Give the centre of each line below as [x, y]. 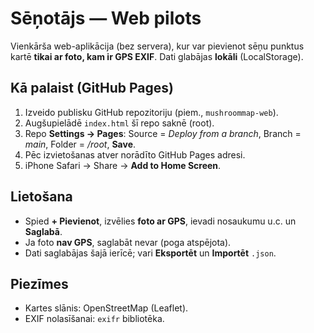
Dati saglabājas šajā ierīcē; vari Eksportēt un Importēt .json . [150, 253]
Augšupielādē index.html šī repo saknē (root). [119, 123]
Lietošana [41, 197]
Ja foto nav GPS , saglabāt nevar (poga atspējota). [128, 242]
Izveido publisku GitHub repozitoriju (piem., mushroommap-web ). [151, 112]
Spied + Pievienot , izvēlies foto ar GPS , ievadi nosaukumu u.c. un [160, 221]
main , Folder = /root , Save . [80, 144]
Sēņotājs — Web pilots [106, 18]
